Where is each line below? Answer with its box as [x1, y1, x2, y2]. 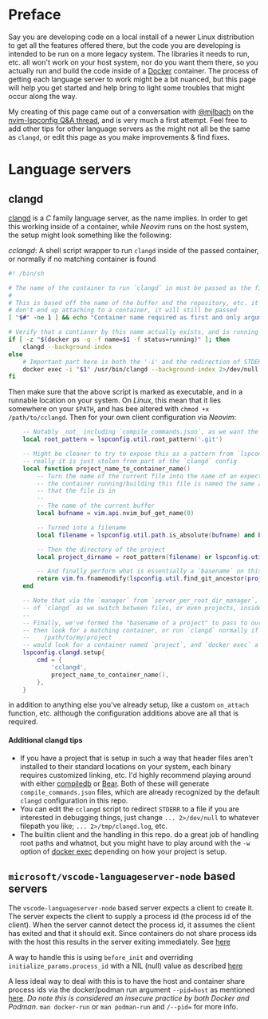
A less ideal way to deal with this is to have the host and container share [8, 977, 246, 986]
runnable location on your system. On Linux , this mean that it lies [8, 395, 222, 405]
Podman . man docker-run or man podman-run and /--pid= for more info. [8, 1002, 238, 1012]
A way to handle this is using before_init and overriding [8, 953, 194, 962]
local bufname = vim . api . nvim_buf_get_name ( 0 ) [37, 509, 195, 517]
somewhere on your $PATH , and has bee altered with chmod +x [8, 404, 210, 414]
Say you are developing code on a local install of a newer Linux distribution [8, 32, 254, 42]
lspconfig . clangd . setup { [22, 648, 105, 656]
